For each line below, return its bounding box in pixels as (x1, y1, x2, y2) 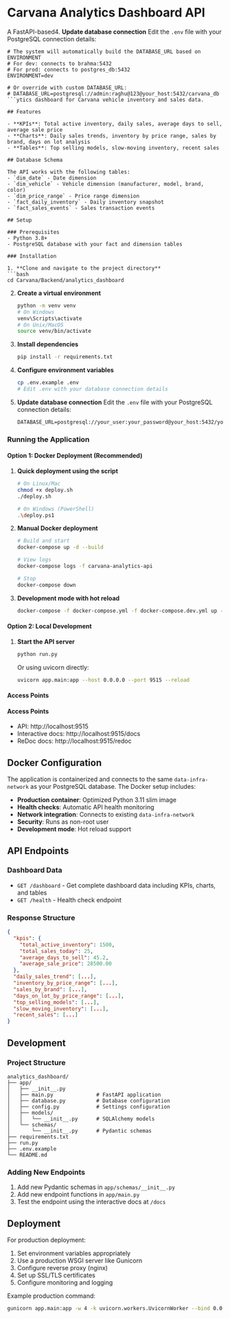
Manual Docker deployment (16, 524, 98, 532)
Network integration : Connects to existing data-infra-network (16, 810, 195, 819)
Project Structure (7, 1058, 66, 1067)
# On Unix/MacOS (16, 321, 64, 328)
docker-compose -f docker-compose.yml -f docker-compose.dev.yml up (16, 607, 218, 614)
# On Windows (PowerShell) (16, 505, 95, 512)
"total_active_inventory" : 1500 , (19, 941, 115, 948)
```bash (7, 270, 30, 278)
